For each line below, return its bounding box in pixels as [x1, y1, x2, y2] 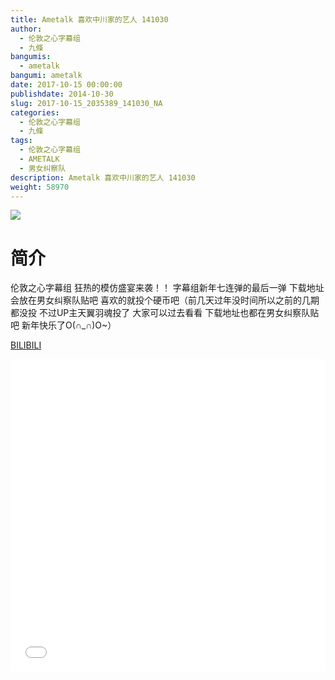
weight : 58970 [10, 182, 70, 192]
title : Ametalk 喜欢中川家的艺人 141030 [10, 14, 169, 25]
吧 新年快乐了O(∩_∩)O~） [10, 319, 117, 331]
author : [10, 24, 43, 34]
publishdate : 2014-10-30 [10, 89, 114, 99]
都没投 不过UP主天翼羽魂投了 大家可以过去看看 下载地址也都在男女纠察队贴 [10, 307, 320, 319]
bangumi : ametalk [10, 71, 83, 81]
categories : [10, 107, 60, 118]
